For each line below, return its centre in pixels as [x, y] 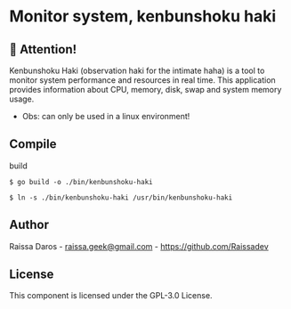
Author [29, 225]
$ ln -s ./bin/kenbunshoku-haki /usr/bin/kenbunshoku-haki [121, 198]
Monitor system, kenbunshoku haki [143, 16]
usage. [22, 99]
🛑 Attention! [43, 49]
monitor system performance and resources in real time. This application [142, 80]
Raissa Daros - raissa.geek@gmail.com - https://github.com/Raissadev [139, 246]
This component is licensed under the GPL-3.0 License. [111, 296]
